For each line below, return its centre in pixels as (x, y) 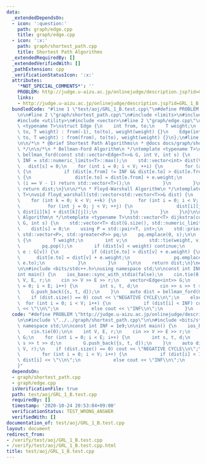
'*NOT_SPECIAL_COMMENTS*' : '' (56, 87)
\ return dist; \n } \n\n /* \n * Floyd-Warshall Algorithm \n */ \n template (109, 189)
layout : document (29, 428)
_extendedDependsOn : (38, 18)
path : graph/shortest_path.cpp (57, 47)
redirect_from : (26, 434)
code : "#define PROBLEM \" (46, 315)
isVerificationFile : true (45, 389)
